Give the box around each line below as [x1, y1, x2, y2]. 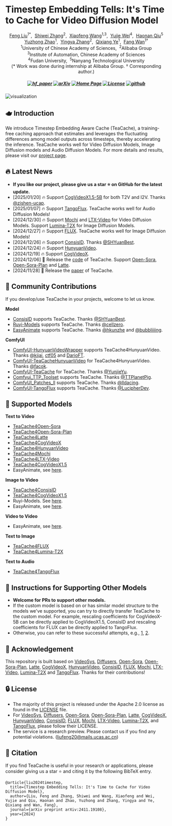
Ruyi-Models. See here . [12, 498, 63, 504]
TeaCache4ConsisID [12, 487, 56, 493]
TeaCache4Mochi [12, 451, 51, 457]
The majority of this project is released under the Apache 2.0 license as [12, 701, 164, 707]
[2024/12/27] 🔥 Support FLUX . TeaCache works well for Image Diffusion [12, 228, 166, 234]
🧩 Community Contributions [5, 282, 97, 291]
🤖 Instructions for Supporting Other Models [5, 583, 147, 592]
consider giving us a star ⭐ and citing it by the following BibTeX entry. [5, 768, 152, 774]
